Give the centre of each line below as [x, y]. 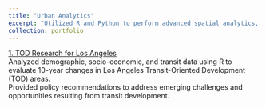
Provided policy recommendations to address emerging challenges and [126, 87]
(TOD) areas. [30, 79]
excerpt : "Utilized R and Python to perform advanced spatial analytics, [134, 23]
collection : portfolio [46, 30]
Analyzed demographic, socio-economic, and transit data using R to [120, 62]
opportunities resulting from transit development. [89, 96]
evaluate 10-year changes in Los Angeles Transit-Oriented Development [127, 70]
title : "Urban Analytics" [51, 16]
